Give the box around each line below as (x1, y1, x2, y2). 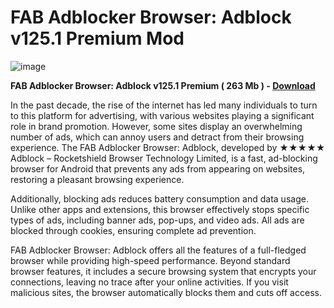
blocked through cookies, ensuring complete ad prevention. (10, 224, 257, 236)
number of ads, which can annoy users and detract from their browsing (10, 131, 305, 143)
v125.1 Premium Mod (10, 27, 185, 50)
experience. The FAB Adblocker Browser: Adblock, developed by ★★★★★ (10, 141, 326, 153)
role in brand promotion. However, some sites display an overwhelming (10, 120, 303, 132)
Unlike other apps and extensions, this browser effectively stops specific (10, 203, 310, 215)
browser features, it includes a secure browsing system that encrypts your (10, 265, 317, 277)
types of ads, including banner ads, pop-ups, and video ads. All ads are (10, 214, 305, 226)
